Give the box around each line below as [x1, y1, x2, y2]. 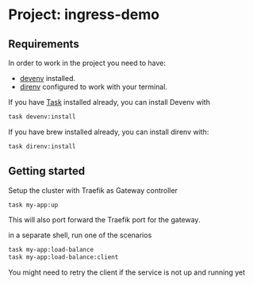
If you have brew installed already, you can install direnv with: [8, 127, 209, 137]
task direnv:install [8, 142, 77, 150]
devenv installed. [19, 74, 76, 83]
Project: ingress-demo [8, 6, 160, 24]
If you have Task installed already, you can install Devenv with [8, 98, 210, 106]
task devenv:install [8, 113, 77, 121]
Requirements [8, 37, 79, 51]
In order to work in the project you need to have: [8, 58, 167, 67]
